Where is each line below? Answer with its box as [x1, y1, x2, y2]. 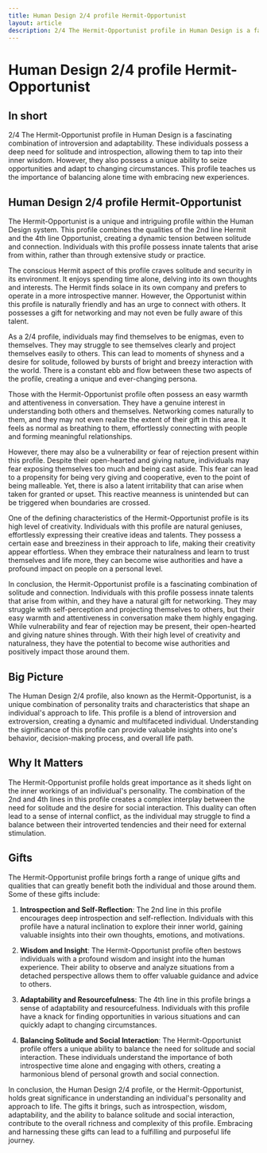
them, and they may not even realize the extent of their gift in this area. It [8, 415, 246, 425]
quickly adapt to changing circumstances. [19, 1019, 157, 1030]
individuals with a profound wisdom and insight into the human [19, 953, 226, 963]
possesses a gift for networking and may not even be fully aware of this [8, 308, 243, 318]
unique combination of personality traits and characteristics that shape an [8, 700, 250, 708]
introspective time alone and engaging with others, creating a [19, 1061, 221, 1070]
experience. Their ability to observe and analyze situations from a [19, 962, 234, 972]
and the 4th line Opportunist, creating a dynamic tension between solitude [8, 234, 252, 243]
